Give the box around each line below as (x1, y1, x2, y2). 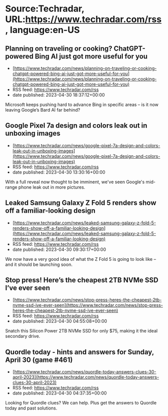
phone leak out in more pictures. (18, 184, 85, 190)
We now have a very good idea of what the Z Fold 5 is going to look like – (5, 256, 156, 262)
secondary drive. (5, 333, 41, 339)
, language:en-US (5, 25, 80, 36)
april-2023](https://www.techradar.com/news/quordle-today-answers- (12, 374, 159, 380)
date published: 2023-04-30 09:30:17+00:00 (12, 246, 106, 252)
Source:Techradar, (5, 3, 84, 15)
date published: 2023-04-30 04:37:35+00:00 (12, 390, 107, 396)
